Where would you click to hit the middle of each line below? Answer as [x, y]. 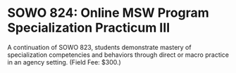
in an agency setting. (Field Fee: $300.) [64, 62]
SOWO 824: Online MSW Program [108, 13]
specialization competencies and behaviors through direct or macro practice [118, 55]
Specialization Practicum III [89, 28]
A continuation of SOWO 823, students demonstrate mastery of [99, 47]
